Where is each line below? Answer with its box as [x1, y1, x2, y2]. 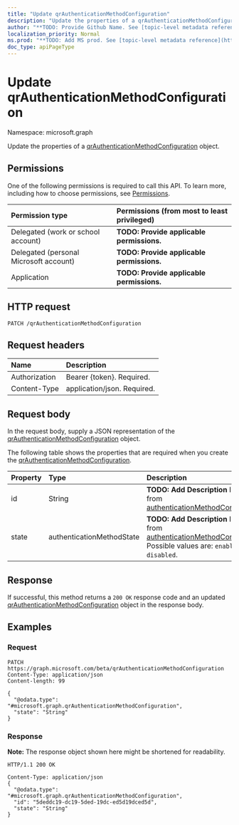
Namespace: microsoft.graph [7, 128, 93, 136]
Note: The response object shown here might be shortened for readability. [7, 747, 225, 756]
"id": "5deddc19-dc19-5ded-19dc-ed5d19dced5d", [14, 799, 158, 806]
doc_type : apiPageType [7, 43, 75, 51]
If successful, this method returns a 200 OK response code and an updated [7, 593, 225, 601]
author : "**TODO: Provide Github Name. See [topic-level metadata [7, 24, 208, 31]
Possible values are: [146, 541, 213, 551]
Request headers [7, 339, 85, 351]
